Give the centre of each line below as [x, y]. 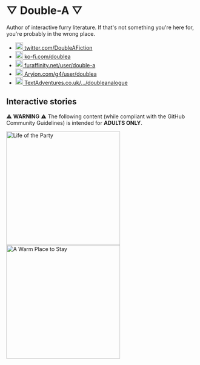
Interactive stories [42, 102]
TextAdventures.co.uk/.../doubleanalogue [76, 82]
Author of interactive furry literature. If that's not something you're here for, [100, 27]
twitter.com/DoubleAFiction [58, 48]
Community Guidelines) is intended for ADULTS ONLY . [74, 122]
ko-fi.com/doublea [47, 56]
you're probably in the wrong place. [51, 33]
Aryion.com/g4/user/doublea [60, 74]
